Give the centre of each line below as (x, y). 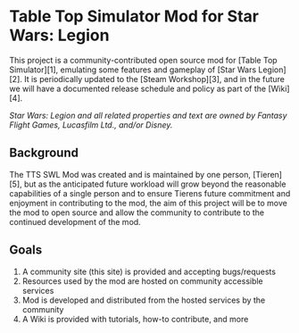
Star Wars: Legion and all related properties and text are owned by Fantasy (148, 115)
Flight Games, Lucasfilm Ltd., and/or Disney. (91, 125)
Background (44, 153)
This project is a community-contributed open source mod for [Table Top (144, 60)
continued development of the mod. (75, 221)
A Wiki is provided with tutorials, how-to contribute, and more (135, 319)
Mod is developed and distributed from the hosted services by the (144, 300)
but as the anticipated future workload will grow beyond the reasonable (155, 184)
